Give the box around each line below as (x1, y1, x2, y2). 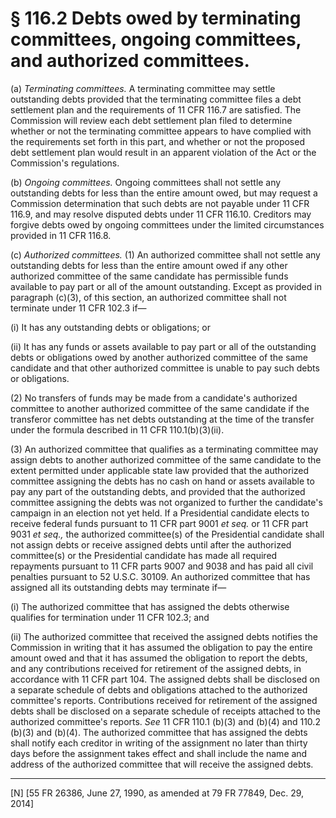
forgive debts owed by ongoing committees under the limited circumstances (10, 218, 325, 231)
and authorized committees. (10, 50, 250, 72)
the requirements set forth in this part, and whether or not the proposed (10, 135, 305, 147)
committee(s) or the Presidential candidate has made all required (10, 549, 278, 561)
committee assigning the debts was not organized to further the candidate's (10, 496, 323, 508)
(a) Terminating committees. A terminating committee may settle (10, 82, 276, 94)
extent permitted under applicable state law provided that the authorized (10, 464, 310, 476)
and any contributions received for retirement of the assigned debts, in (10, 662, 302, 674)
